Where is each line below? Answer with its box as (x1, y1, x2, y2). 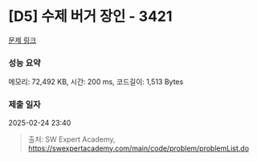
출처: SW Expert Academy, (27, 134, 116, 144)
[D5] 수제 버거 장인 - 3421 (8, 7, 173, 26)
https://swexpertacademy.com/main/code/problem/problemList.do (27, 143, 250, 153)
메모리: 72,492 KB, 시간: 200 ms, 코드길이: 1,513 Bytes (8, 77, 184, 87)
